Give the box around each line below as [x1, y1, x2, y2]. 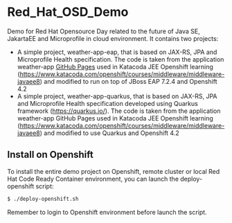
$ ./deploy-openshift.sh [7, 195, 79, 202]
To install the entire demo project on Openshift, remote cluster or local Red [7, 167, 220, 175]
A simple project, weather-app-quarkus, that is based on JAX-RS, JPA [17, 91, 217, 100]
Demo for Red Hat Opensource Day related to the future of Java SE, [7, 27, 200, 35]
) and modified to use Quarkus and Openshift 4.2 [39, 129, 179, 137]
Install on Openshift [7, 149, 93, 161]
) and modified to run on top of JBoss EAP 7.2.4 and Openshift [39, 77, 217, 85]
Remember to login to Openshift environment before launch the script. [7, 208, 207, 216]
